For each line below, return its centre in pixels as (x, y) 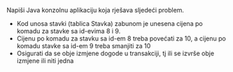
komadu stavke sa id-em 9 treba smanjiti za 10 (84, 46)
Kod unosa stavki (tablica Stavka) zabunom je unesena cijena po (110, 23)
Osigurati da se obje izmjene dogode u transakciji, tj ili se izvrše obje (115, 53)
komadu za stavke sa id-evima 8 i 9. (69, 31)
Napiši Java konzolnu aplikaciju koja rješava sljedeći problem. (96, 10)
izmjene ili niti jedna (45, 61)
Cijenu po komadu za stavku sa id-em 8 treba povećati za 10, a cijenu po (121, 38)
